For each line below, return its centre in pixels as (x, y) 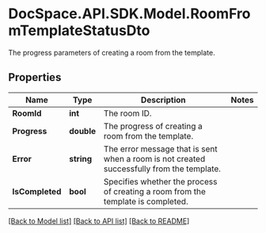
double (82, 131)
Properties (35, 77)
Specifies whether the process (160, 181)
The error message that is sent (160, 149)
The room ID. (127, 113)
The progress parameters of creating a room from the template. (112, 52)
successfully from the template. (162, 169)
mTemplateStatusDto (79, 31)
